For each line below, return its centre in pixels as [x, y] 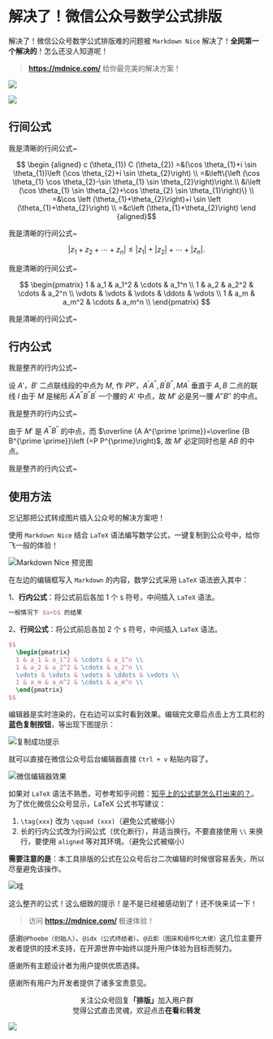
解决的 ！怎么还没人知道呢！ [61, 50]
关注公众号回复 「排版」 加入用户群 [136, 1000]
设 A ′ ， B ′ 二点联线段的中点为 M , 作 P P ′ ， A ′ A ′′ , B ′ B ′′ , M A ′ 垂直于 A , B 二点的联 [133, 385]
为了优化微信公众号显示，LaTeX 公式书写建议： [87, 804]
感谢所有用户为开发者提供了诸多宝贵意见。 [80, 983]
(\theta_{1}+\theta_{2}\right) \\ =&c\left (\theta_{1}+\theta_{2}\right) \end [136, 208]
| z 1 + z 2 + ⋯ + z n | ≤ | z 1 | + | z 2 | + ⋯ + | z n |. [136, 250]
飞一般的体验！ [33, 546]
